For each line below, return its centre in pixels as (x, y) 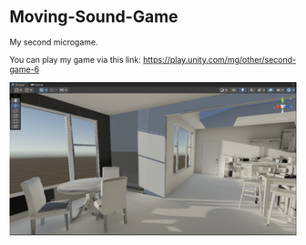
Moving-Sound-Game (94, 17)
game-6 (24, 69)
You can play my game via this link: (75, 59)
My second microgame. (54, 42)
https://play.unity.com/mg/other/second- (219, 59)
